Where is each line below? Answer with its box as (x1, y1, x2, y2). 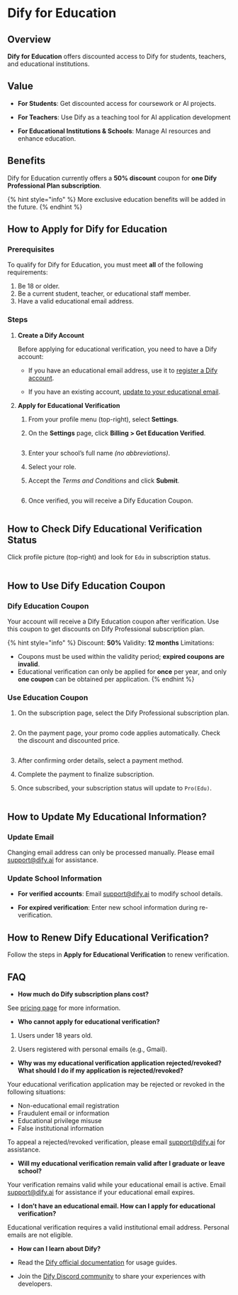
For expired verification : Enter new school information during (17, 903, 198, 912)
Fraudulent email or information (17, 1109, 110, 1117)
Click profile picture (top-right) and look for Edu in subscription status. (7, 553, 211, 561)
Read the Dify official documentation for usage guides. (17, 1258, 177, 1267)
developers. (17, 1279, 53, 1288)
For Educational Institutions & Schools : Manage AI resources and (17, 127, 211, 135)
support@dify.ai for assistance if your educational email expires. (7, 1188, 195, 1197)
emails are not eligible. (7, 1231, 73, 1240)
